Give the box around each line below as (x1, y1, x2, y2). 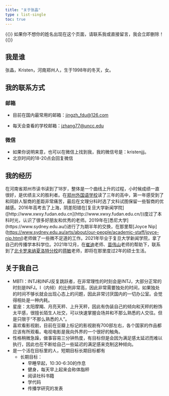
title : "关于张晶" (5, 7, 41, 13)
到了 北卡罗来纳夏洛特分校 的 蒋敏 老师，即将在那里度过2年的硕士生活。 (5, 247, 149, 253)
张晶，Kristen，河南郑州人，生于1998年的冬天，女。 (5, 67, 114, 73)
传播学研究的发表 (27, 385, 63, 391)
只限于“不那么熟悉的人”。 (17, 316, 70, 322)
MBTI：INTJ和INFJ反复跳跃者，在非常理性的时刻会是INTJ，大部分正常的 (12, 278, 162, 284)
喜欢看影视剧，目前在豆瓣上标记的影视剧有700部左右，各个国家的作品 (12, 322, 157, 328)
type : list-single (5, 12, 46, 17)
